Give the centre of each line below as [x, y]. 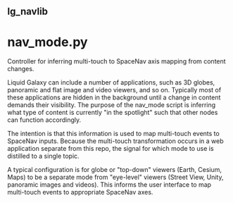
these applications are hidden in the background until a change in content [114, 97]
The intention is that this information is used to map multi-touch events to [113, 134]
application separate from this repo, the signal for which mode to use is [111, 149]
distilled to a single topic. [43, 156]
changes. [21, 69]
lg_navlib [27, 12]
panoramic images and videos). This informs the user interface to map [109, 185]
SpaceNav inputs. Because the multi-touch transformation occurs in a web [115, 141]
